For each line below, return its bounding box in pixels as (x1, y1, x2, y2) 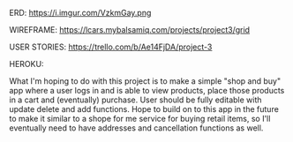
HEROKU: (9, 59, 44, 69)
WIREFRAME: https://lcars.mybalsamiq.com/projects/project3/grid (9, 25, 250, 34)
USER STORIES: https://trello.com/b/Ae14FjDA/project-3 (9, 41, 213, 52)
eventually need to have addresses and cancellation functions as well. (9, 123, 264, 133)
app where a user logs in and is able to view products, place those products (9, 86, 285, 95)
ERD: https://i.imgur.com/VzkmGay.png (9, 8, 152, 18)
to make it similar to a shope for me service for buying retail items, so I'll (9, 114, 271, 123)
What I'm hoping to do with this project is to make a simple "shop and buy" (9, 76, 281, 86)
